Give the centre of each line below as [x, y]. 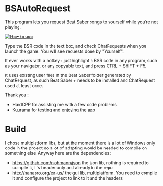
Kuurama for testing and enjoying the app [54, 110]
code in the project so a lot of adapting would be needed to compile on [76, 148]
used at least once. [24, 85]
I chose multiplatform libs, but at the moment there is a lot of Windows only [80, 143]
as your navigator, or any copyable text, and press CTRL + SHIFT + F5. [76, 66]
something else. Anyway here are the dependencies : [58, 153]
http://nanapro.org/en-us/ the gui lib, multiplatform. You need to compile [84, 173]
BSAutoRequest [38, 9]
